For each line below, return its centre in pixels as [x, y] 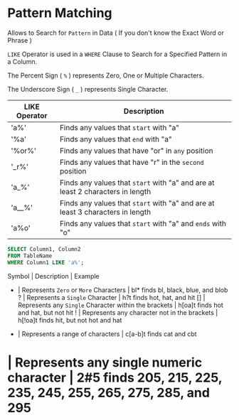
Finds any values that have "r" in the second [132, 162]
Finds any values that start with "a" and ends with [143, 223]
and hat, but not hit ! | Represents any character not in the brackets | [118, 312]
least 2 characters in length [105, 191]
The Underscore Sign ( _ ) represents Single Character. [88, 89]
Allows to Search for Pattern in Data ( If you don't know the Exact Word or [116, 33]
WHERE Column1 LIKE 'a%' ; [46, 262]
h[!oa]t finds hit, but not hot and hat [70, 320]
